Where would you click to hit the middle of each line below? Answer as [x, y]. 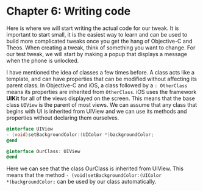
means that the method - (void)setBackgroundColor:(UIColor [84, 175]
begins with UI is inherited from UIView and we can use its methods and [97, 111]
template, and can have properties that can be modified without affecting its [101, 79]
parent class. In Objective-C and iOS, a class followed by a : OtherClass [97, 85]
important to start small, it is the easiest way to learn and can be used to [97, 34]
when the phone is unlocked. [43, 60]
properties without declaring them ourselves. [63, 118]
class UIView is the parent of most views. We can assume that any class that [102, 104]
